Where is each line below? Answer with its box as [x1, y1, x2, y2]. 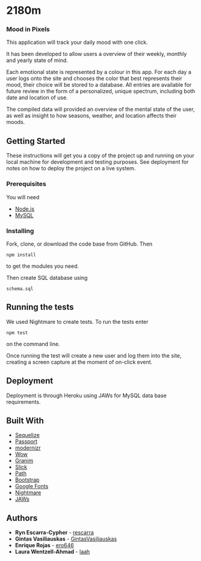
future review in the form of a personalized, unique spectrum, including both [6, 88, 196, 95]
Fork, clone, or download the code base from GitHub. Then [6, 240, 153, 247]
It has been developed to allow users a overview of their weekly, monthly [6, 51, 187, 58]
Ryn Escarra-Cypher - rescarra [14, 529, 94, 536]
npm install [6, 252, 36, 258]
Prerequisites [6, 180, 46, 188]
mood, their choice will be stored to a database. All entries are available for [6, 81, 192, 88]
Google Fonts [14, 483, 49, 490]
